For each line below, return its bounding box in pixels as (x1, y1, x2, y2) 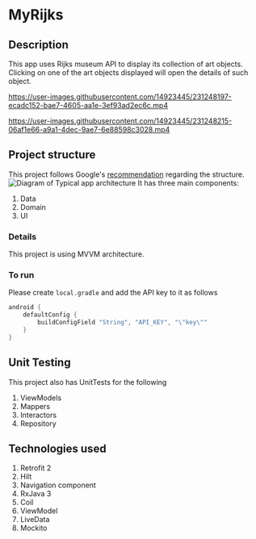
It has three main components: (137, 178, 240, 187)
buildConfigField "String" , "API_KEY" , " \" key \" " (37, 319, 208, 327)
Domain (19, 202, 47, 211)
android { (8, 303, 42, 311)
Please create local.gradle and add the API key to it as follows (8, 288, 218, 298)
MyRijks (8, 6, 64, 24)
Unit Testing (8, 356, 71, 370)
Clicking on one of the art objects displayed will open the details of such (8, 68, 249, 77)
